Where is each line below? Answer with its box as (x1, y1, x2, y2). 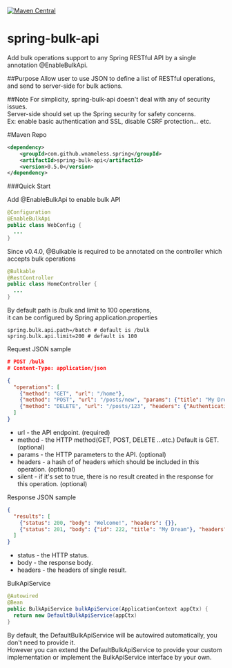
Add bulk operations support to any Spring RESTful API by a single (7, 53, 197, 62)
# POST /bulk (7, 358, 45, 366)
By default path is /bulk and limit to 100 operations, (7, 306, 152, 315)
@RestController (7, 274, 54, 281)
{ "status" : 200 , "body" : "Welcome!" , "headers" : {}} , (19, 519, 177, 526)
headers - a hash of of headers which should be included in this (17, 457, 200, 466)
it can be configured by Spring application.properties (7, 313, 158, 322)
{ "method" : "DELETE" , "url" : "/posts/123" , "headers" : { (19, 403, 187, 410)
